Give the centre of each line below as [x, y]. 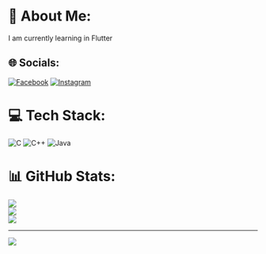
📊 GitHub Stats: [62, 176]
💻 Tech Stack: [57, 115]
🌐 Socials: [34, 63]
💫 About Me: [50, 16]
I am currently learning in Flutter [61, 38]
